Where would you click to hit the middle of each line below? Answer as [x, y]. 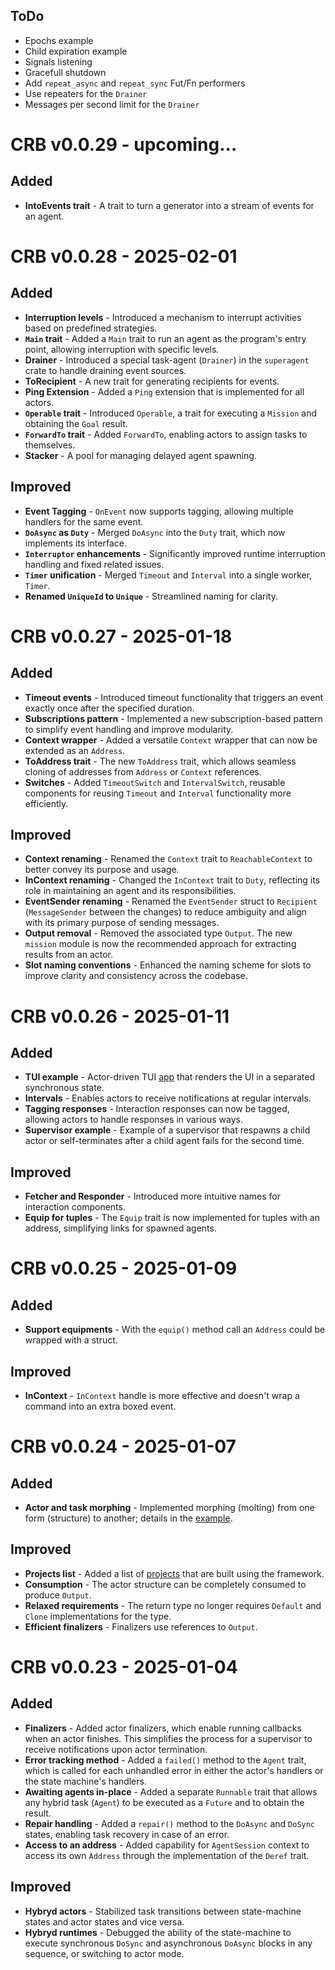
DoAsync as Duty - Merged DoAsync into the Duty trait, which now [155, 532]
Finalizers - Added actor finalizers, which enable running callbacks [163, 1728]
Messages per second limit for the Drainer [112, 104]
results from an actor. [69, 955]
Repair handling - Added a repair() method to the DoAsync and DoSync [170, 1823]
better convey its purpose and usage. [102, 870]
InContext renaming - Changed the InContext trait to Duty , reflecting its [172, 880]
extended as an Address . [75, 750]
